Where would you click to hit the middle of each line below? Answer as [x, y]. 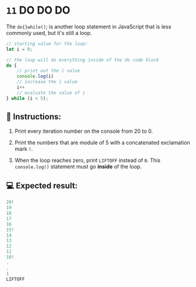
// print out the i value [49, 71]
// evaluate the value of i [51, 93]
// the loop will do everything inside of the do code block [83, 60]
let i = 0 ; [19, 49]
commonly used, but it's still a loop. [49, 32]
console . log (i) [35, 76]
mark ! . [24, 149]
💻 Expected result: [42, 186]
